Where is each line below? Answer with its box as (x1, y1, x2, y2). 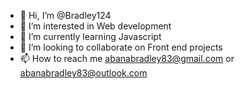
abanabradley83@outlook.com (19, 67, 148, 79)
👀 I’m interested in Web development (19, 20, 172, 32)
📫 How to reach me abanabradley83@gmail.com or (19, 53, 235, 64)
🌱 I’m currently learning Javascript (19, 31, 162, 42)
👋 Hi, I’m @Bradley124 (19, 10, 112, 21)
